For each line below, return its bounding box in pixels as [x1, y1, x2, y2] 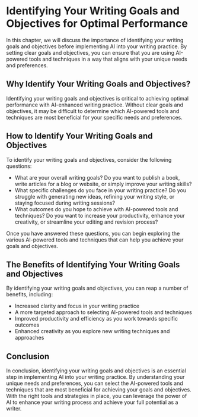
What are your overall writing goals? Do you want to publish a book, [14, 174, 180, 181]
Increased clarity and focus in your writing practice [14, 302, 140, 310]
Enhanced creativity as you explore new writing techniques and [14, 328, 170, 335]
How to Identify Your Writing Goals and [6, 131, 153, 141]
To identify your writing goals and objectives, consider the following [6, 156, 172, 163]
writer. [6, 405, 22, 412]
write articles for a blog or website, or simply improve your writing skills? [14, 180, 192, 187]
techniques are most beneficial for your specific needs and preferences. [6, 114, 183, 121]
